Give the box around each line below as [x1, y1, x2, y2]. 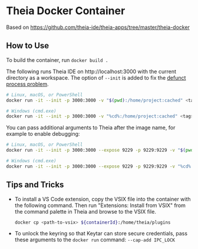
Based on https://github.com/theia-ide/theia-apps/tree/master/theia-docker [6, 24, 190, 31]
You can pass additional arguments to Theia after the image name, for [6, 124, 176, 131]
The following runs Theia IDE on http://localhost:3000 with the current [6, 68, 177, 75]
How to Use [6, 41, 49, 51]
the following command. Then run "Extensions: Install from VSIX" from [14, 202, 186, 209]
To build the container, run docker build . [6, 56, 108, 63]
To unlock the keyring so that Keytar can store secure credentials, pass [14, 230, 187, 237]
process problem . [6, 80, 49, 87]
